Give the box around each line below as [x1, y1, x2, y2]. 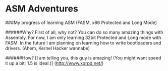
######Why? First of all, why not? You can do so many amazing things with [5, 29, 163, 35]
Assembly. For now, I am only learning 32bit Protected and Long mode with [5, 34, 161, 40]
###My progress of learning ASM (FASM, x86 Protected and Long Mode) [5, 19, 157, 25]
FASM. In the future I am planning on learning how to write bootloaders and [5, 39, 161, 45]
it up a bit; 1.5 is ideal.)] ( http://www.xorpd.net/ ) [5, 60, 104, 66]
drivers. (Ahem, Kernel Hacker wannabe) [5, 45, 90, 51]
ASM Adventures [5, 3, 78, 14]
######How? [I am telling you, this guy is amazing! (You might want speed [5, 54, 161, 60]
